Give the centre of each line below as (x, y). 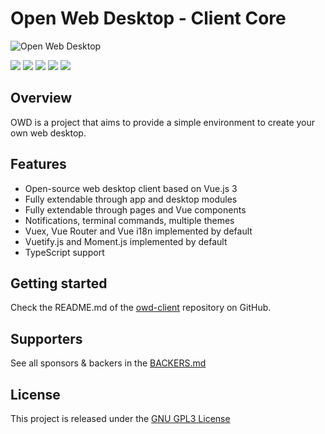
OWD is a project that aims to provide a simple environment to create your (163, 122)
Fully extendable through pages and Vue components (135, 209)
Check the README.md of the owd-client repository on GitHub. (141, 308)
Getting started (59, 283)
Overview (41, 98)
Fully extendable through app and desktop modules (131, 199)
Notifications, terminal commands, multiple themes (129, 220)
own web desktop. (48, 133)
